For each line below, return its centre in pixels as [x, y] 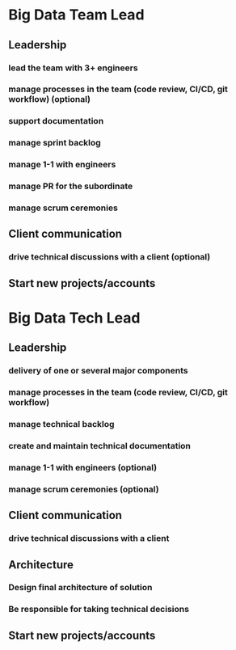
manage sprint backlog [55, 143]
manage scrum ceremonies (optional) [84, 489]
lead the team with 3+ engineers [74, 68]
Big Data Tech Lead [74, 318]
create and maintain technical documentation [100, 446]
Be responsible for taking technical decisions [99, 610]
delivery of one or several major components [98, 371]
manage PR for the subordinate [71, 186]
